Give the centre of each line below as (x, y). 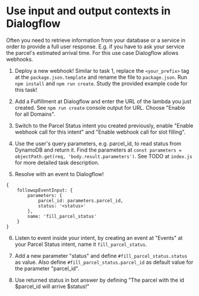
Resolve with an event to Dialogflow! (59, 174)
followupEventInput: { (45, 190)
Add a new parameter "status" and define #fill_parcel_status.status (101, 255)
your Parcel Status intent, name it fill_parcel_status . (81, 244)
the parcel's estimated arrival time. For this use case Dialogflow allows (92, 53)
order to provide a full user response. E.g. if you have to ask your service (95, 47)
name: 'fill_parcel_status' (62, 216)
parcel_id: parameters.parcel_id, (80, 201)
